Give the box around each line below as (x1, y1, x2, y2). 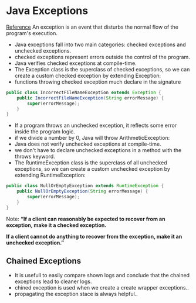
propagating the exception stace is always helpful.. (14, 290, 138, 297)
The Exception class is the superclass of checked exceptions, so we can (14, 66, 190, 73)
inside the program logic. (14, 128, 75, 135)
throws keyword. (14, 153, 55, 160)
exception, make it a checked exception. (6, 221, 107, 229)
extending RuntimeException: (14, 171, 86, 179)
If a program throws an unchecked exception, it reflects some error (14, 122, 177, 129)
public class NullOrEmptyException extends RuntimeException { (6, 183, 164, 189)
